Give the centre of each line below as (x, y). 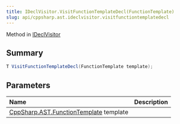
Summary (25, 53)
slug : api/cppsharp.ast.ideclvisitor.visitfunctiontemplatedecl (88, 17)
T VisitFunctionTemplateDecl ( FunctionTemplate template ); (80, 67)
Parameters (28, 85)
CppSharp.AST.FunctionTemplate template (69, 112)
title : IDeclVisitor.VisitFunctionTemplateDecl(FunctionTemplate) (90, 12)
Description (151, 102)
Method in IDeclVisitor (33, 34)
